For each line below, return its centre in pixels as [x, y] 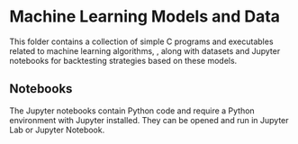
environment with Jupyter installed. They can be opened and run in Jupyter [149, 120]
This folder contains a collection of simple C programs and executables [141, 41]
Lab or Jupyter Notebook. [57, 130]
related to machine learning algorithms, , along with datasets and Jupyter [145, 50]
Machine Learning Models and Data [145, 17]
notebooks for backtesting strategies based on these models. [123, 60]
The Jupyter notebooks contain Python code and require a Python [132, 111]
